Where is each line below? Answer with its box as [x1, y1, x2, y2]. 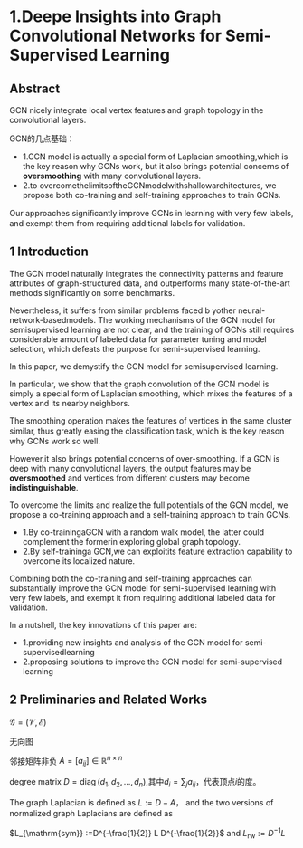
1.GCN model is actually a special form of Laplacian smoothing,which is [22, 151, 289, 162]
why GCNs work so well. [9, 435, 101, 446]
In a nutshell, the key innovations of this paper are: [9, 619, 197, 630]
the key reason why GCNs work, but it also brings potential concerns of [22, 161, 289, 171]
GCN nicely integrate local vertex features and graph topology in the [9, 105, 264, 115]
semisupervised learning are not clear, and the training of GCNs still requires [9, 324, 295, 335]
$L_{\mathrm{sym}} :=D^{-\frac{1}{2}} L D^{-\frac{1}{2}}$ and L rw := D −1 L [9, 825, 286, 841]
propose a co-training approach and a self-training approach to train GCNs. [9, 509, 291, 519]
